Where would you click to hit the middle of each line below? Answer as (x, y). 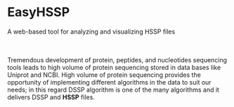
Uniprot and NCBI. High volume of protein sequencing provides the (104, 75)
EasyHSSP (39, 12)
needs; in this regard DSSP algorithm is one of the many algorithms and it (113, 90)
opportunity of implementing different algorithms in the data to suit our (110, 82)
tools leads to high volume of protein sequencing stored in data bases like (114, 67)
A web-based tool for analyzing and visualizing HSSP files (91, 31)
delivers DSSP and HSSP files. (51, 97)
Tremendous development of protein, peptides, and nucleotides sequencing (117, 59)
